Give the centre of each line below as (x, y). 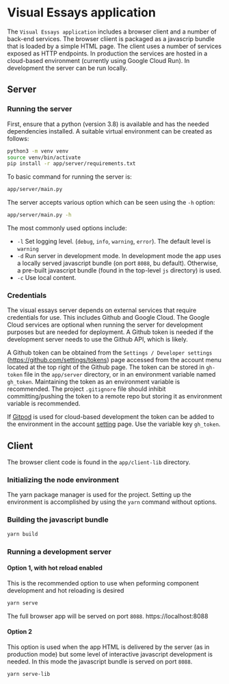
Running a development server (59, 551)
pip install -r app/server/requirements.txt (71, 164)
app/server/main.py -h (39, 215)
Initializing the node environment (63, 480)
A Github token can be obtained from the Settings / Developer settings (110, 353)
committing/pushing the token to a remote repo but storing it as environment (114, 396)
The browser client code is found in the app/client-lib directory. (99, 462)
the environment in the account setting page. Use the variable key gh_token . (114, 424)
